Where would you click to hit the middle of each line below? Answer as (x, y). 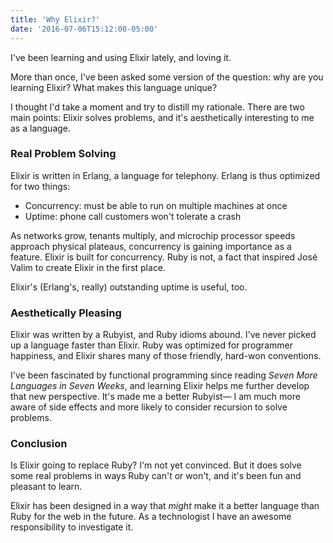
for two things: (40, 186)
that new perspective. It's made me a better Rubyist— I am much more (155, 397)
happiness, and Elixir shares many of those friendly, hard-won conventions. (166, 356)
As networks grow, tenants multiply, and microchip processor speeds (153, 235)
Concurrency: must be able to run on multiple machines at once (156, 205)
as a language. (41, 128)
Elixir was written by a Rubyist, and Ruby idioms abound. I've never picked (163, 335)
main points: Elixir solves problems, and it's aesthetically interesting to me (162, 117)
